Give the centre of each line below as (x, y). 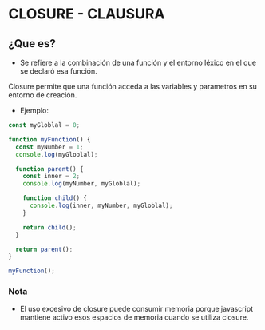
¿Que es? (32, 44)
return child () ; (50, 227)
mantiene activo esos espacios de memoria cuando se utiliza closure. (134, 317)
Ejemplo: (34, 110)
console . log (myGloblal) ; (57, 154)
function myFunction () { (49, 139)
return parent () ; (44, 249)
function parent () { (49, 169)
